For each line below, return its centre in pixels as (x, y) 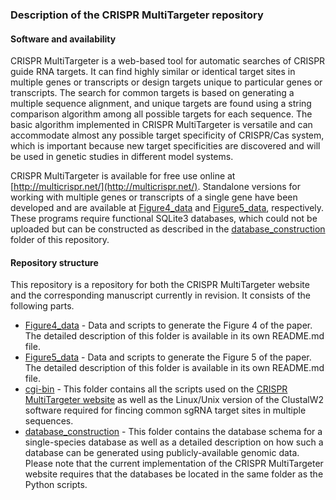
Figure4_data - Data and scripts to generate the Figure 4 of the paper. (168, 325)
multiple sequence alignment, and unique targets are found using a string (161, 104)
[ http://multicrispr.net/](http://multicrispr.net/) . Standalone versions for (155, 187)
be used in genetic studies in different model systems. (122, 157)
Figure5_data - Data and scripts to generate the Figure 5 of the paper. (168, 357)
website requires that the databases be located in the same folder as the (174, 474)
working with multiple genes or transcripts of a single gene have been (154, 197)
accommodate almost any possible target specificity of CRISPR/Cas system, (167, 135)
